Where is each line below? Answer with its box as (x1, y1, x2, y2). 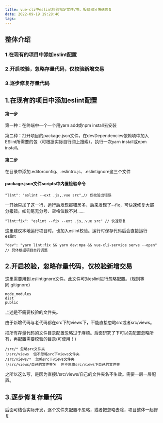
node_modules (5, 292, 32, 297)
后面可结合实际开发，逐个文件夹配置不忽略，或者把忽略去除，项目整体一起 (5, 407, 154, 413)
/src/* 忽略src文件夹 (5, 347, 45, 352)
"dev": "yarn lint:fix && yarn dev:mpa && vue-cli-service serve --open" (5, 243, 158, 247)
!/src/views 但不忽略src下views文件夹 (5, 352, 80, 357)
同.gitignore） (5, 282, 33, 288)
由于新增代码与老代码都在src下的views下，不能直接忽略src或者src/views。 (5, 319, 155, 326)
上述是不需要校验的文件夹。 (5, 309, 61, 315)
